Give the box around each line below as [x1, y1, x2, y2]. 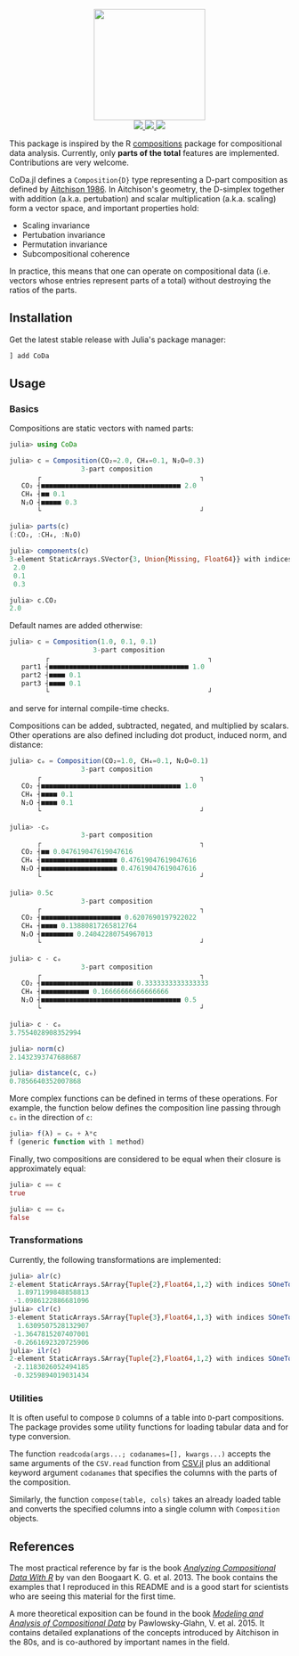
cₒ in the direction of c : [9, 1112, 93, 1123]
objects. [9, 1513, 39, 1524]
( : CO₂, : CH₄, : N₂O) [9, 530, 82, 539]
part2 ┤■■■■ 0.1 [20, 670, 82, 679]
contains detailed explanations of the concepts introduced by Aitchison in [9, 1627, 279, 1638]
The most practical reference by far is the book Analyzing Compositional [9, 1562, 276, 1573]
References [9, 1538, 75, 1554]
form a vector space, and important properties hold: [9, 203, 199, 213]
